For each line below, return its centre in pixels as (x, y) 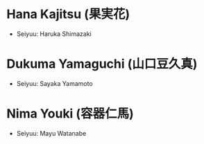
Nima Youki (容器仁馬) (70, 114)
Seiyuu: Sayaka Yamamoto (54, 83)
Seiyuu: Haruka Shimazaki (54, 34)
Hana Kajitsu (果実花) (68, 14)
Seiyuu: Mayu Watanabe (51, 133)
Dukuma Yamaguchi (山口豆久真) (102, 64)
